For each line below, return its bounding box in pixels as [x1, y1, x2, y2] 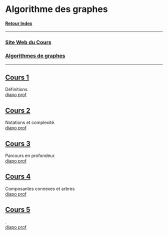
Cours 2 [5, 106, 31, 114]
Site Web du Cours [5, 39, 51, 46]
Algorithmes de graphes [5, 52, 65, 59]
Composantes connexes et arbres [5, 185, 75, 191]
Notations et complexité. [5, 119, 56, 125]
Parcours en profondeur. [5, 152, 56, 158]
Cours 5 [5, 205, 30, 214]
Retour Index [5, 20, 32, 26]
